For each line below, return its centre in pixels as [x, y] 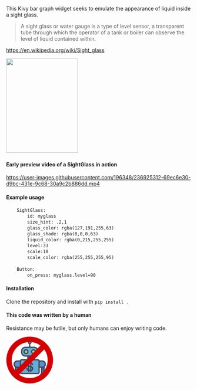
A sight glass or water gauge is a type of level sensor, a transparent [102, 26]
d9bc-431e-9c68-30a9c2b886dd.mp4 [53, 184]
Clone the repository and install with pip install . [68, 301]
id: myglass [42, 217]
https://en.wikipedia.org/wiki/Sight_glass [55, 50]
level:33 [38, 246]
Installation [20, 288]
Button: [26, 270]
